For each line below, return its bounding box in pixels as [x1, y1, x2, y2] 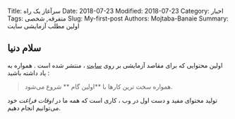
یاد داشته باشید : [7, 68, 50, 77]
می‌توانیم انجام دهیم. [7, 103, 61, 112]
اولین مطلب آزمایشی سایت [7, 22, 80, 30]
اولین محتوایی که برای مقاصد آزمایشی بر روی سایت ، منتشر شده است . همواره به [7, 61, 223, 69]
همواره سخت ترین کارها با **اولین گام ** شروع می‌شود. [24, 82, 173, 91]
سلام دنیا [7, 42, 42, 55]
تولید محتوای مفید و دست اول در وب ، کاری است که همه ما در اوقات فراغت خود [7, 96, 217, 104]
